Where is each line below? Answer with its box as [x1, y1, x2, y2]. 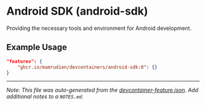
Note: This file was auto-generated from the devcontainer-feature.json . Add [6, 87, 199, 94]
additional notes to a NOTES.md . [6, 93, 84, 100]
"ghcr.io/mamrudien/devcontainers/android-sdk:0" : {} [17, 64, 158, 70]
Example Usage [6, 42, 67, 52]
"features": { [6, 58, 43, 65]
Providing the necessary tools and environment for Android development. [6, 24, 192, 32]
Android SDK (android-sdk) [6, 4, 148, 18]
